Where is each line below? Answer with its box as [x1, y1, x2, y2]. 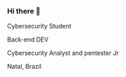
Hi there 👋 [7, 6, 41, 16]
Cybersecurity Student [7, 22, 72, 31]
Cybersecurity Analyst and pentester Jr [7, 49, 119, 58]
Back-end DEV [7, 35, 49, 44]
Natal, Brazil [7, 62, 42, 71]
